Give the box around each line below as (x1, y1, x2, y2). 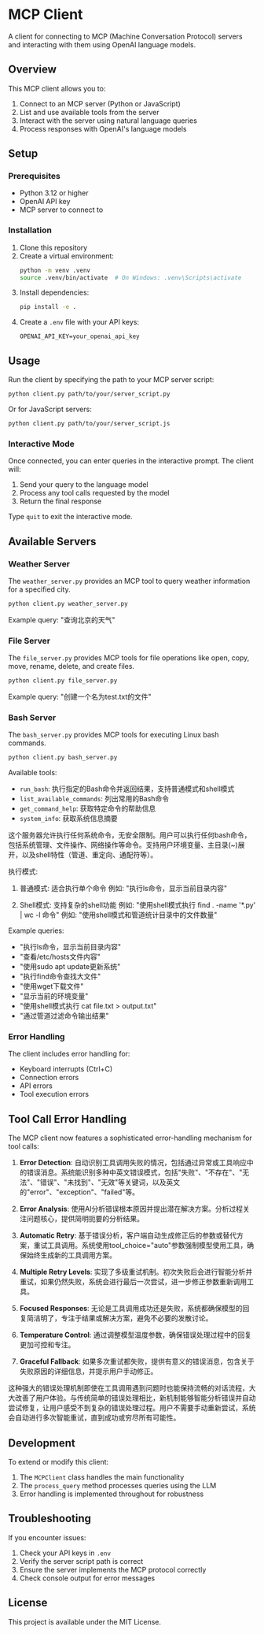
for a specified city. (8, 585, 71, 594)
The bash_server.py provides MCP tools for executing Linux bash (8, 730, 219, 740)
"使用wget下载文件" (19, 982, 84, 991)
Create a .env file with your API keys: (19, 318, 140, 327)
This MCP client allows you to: (8, 84, 106, 93)
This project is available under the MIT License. (8, 1617, 162, 1626)
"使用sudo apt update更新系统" (19, 962, 121, 971)
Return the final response (19, 496, 102, 506)
